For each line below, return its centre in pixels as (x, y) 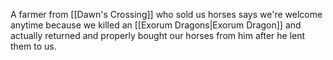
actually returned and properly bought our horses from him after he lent (158, 35)
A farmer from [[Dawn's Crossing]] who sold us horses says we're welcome (166, 14)
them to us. (33, 46)
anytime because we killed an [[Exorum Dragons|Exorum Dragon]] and (156, 25)
